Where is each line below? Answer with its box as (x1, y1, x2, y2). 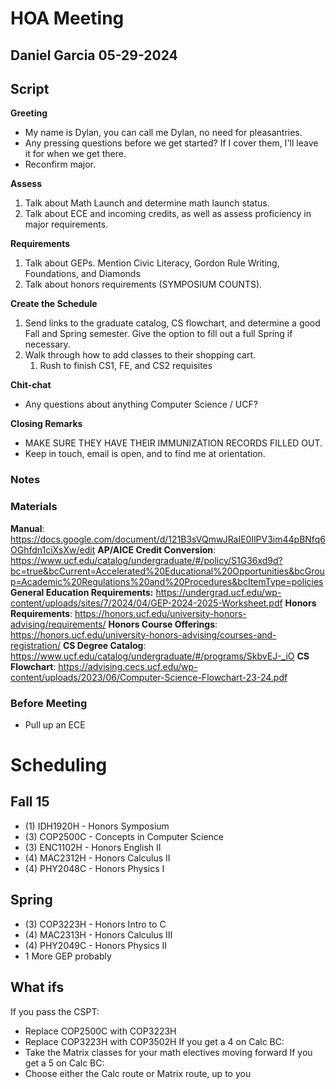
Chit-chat (10, 379, 52, 391)
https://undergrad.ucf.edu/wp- (155, 586, 282, 598)
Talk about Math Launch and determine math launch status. (24, 197, 270, 209)
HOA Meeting (10, 7, 125, 30)
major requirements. (24, 218, 109, 231)
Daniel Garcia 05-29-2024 (10, 47, 178, 64)
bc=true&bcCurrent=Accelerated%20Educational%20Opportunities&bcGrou (10, 565, 325, 577)
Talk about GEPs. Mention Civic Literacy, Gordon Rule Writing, (24, 257, 280, 269)
